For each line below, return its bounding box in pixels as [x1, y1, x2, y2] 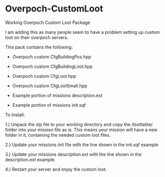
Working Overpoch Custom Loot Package [5, 19, 90, 25]
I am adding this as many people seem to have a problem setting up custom [5, 29, 160, 35]
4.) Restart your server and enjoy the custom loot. [5, 166, 107, 172]
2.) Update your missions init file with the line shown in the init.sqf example [5, 142, 159, 148]
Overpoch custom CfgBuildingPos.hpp [12, 53, 91, 60]
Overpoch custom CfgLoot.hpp [12, 73, 76, 79]
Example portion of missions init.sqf [12, 102, 86, 108]
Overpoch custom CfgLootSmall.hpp [12, 83, 87, 89]
